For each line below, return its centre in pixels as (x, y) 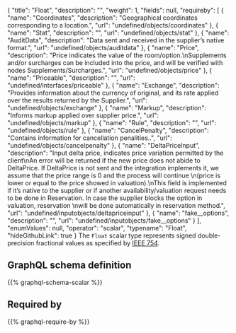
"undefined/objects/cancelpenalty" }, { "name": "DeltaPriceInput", (104, 145)
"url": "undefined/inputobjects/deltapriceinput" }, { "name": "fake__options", (118, 213)
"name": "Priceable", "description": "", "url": (72, 78)
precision (21, 243)
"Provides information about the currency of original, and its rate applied (113, 93)
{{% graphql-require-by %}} (49, 322)
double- (209, 235)
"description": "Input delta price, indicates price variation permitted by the (116, 153)
